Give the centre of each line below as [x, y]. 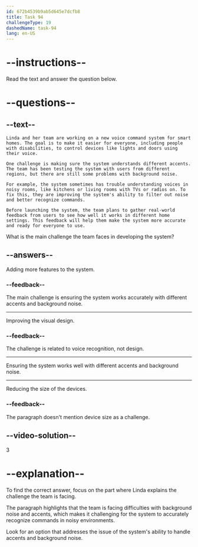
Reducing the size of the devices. [47, 389]
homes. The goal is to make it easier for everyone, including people [95, 143]
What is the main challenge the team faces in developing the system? [90, 237]
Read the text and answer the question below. [62, 79]
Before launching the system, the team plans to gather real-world [91, 210]
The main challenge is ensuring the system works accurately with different [97, 298]
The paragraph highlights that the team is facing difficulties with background [99, 508]
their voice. [22, 154]
